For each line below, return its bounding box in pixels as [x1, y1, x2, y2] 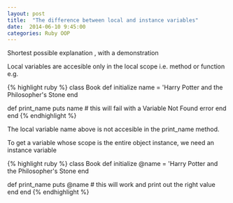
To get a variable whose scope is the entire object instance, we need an [7, 139, 215, 147]
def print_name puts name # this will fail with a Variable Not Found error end [7, 104, 227, 112]
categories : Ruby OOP [7, 29, 71, 37]
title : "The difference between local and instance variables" [7, 17, 199, 24]
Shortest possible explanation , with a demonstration [7, 49, 159, 57]
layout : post [7, 10, 45, 17]
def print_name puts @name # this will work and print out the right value [7, 181, 216, 189]
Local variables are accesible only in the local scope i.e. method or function [7, 62, 225, 70]
